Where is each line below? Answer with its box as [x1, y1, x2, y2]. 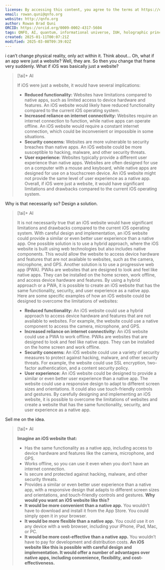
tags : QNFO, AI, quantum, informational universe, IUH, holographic [5, 30, 148, 35]
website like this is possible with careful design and [24, 544, 132, 550]
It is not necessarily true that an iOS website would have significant [17, 219, 153, 225]
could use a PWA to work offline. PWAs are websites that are [24, 333, 148, 339]
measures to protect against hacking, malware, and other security [24, 355, 158, 360]
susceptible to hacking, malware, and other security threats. [24, 149, 146, 155]
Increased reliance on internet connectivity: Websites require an [24, 113, 158, 119]
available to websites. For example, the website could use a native [24, 318, 159, 324]
